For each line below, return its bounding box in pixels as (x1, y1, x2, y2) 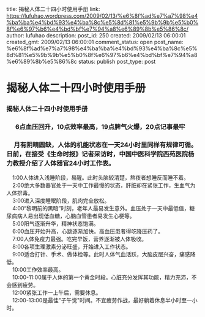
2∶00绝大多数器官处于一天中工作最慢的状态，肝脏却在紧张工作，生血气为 (12, 181, 196, 189)
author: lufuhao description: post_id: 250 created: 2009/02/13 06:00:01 (6, 32, 186, 39)
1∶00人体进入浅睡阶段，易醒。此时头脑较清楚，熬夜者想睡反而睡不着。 (12, 174, 190, 181)
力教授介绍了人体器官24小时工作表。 (6, 159, 115, 167)
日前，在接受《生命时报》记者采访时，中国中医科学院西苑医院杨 (6, 150, 195, 158)
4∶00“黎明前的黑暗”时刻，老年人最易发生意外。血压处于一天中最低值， (12, 205, 190, 212)
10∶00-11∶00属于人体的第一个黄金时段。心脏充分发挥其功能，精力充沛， (12, 273, 192, 281)
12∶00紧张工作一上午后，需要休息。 (12, 289, 102, 296)
